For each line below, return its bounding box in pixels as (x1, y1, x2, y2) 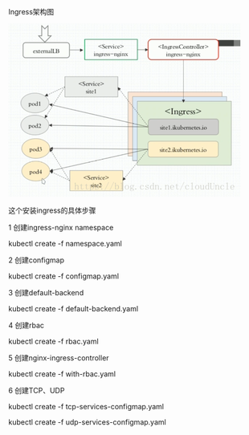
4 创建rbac (8, 320, 45, 330)
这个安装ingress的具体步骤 (8, 205, 96, 215)
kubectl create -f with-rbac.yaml (8, 369, 116, 379)
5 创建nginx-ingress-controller (8, 353, 110, 363)
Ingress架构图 (8, 7, 55, 16)
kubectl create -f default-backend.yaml (8, 304, 139, 313)
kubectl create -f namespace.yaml (8, 239, 122, 248)
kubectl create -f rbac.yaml (8, 336, 99, 346)
